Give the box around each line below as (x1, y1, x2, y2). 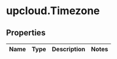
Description (52, 45, 85, 53)
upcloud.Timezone (6, 4, 100, 18)
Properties (6, 28, 46, 38)
